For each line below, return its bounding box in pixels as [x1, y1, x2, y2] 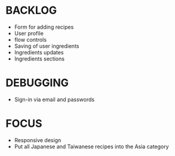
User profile [14, 29, 44, 36]
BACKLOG [5, 4, 57, 17]
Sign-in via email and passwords [14, 96, 95, 103]
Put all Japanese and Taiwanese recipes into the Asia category [14, 143, 169, 150]
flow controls [14, 36, 47, 43]
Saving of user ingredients [14, 42, 79, 50]
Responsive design [14, 136, 62, 143]
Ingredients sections [14, 55, 65, 62]
